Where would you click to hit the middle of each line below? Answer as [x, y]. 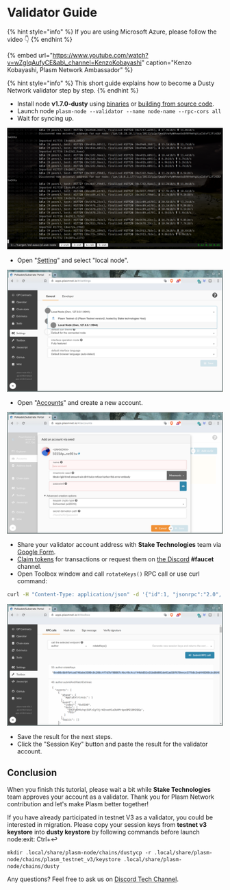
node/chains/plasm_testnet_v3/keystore [64, 859]
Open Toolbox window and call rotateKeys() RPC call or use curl [108, 574]
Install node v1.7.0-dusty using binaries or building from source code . [115, 104]
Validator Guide [52, 13]
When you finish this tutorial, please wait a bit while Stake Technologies [109, 789]
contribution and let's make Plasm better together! [78, 804]
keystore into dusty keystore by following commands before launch [103, 832]
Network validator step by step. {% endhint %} [73, 90]
